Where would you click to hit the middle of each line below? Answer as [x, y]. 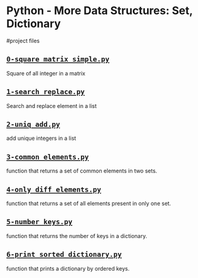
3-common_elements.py [48, 157]
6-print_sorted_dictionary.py [64, 254]
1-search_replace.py [46, 92]
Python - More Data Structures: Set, [100, 11]
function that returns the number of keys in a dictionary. [77, 236]
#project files [23, 41]
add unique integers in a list [41, 138]
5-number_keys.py [39, 222]
